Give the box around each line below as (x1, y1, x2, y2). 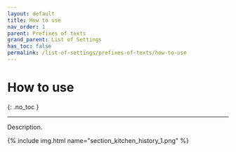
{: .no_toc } (7, 102, 39, 111)
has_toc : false (7, 43, 52, 50)
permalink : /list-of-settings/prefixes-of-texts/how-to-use (7, 50, 188, 57)
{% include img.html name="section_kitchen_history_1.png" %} (7, 136, 190, 144)
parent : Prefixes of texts (7, 29, 86, 37)
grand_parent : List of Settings (7, 36, 102, 43)
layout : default (7, 10, 55, 18)
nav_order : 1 (7, 23, 46, 30)
